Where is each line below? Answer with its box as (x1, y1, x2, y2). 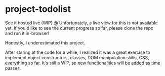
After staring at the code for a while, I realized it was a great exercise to (5, 49, 151, 55)
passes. (5, 65, 21, 71)
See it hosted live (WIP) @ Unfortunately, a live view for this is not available (5, 20, 158, 26)
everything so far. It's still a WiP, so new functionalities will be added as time (5, 60, 161, 66)
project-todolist (5, 3, 71, 15)
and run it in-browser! (5, 30, 49, 36)
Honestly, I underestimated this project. (5, 39, 85, 45)
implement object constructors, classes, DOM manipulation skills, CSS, (5, 54, 149, 60)
